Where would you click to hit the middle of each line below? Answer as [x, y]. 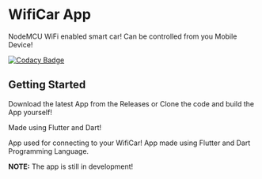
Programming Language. [49, 151]
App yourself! [30, 112]
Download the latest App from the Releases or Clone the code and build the [131, 103]
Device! [21, 44]
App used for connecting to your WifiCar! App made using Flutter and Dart [129, 143]
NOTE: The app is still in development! [71, 166]
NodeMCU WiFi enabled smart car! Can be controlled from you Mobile [123, 36]
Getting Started [47, 85]
